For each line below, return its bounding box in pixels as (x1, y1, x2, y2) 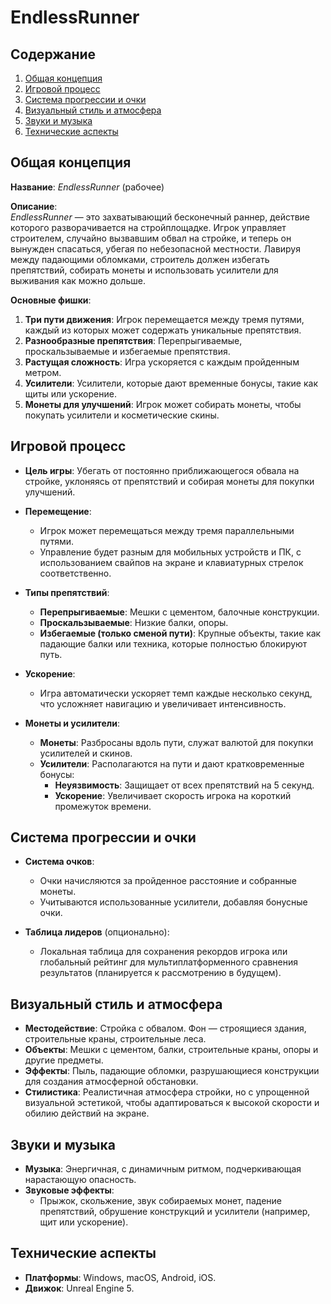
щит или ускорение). (39, 1216, 129, 1228)
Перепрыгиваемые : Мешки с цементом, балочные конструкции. (39, 606, 320, 618)
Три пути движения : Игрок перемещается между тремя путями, (24, 313, 305, 325)
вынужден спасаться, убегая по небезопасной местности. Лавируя (10, 242, 301, 255)
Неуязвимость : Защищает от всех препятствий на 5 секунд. (54, 779, 315, 791)
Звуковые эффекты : (24, 1184, 115, 1196)
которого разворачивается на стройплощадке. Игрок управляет (10, 221, 287, 233)
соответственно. (39, 567, 112, 579)
